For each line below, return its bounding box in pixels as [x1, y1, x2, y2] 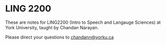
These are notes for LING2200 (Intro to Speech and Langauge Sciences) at [5, 19, 161, 25]
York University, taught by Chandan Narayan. [5, 24, 99, 30]
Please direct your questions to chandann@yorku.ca [5, 34, 114, 40]
